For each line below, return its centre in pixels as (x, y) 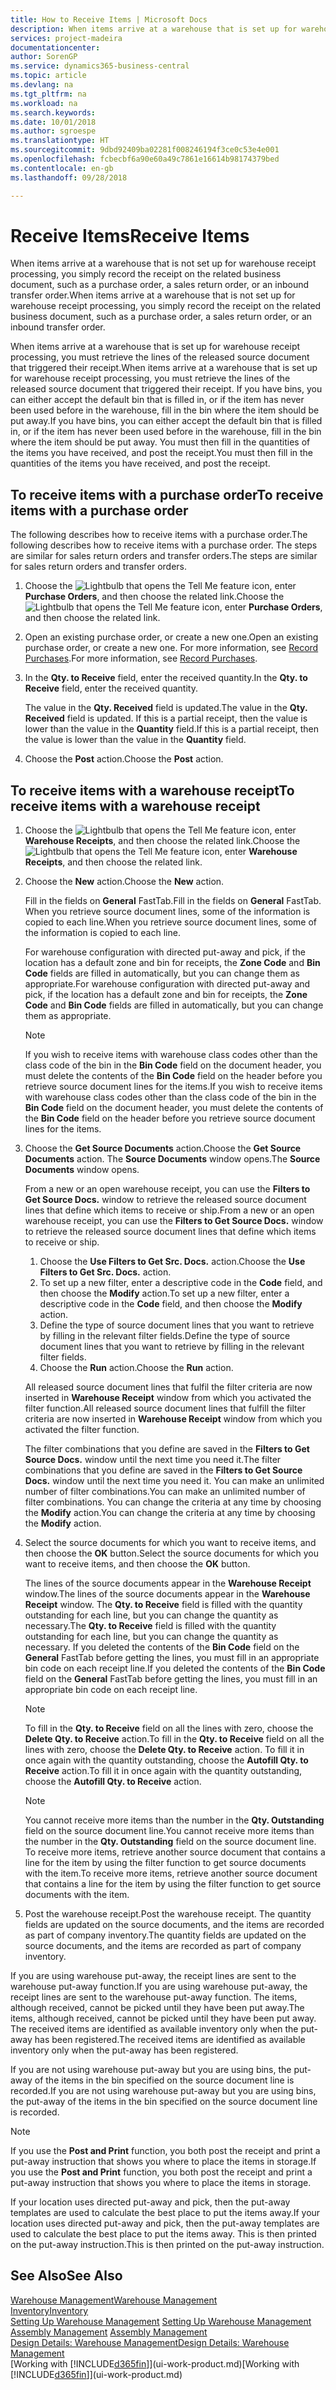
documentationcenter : (55, 47)
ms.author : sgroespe (53, 131)
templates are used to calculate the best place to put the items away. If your (165, 2213)
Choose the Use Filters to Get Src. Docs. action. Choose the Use (172, 1262)
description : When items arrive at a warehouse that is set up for (154, 29)
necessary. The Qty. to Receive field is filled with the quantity (150, 1626)
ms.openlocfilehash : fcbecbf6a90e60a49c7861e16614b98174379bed (145, 159)
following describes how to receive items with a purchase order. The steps (164, 545)
